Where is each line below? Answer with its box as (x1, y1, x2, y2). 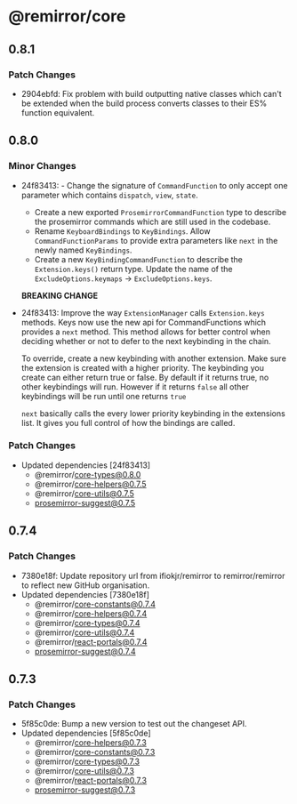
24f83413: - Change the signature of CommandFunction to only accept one (20, 180, 288, 190)
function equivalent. (20, 107, 95, 117)
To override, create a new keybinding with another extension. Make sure (20, 353, 286, 364)
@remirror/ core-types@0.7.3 (34, 756, 140, 767)
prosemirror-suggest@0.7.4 (34, 646, 136, 656)
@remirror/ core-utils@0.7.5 (34, 487, 134, 499)
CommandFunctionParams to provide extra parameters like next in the (34, 235, 278, 245)
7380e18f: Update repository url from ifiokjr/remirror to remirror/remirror (20, 570, 285, 581)
